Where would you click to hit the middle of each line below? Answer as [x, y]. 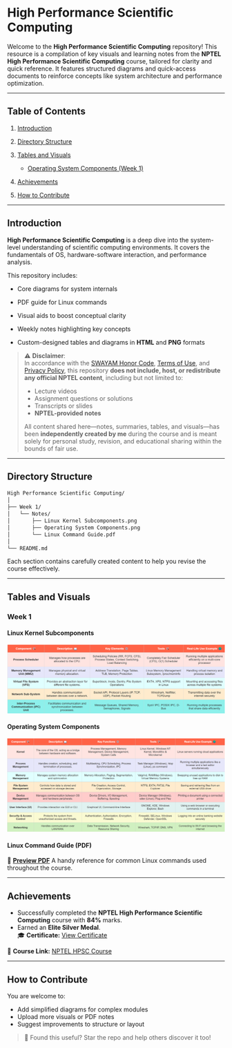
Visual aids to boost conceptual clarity [71, 315]
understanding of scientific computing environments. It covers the [116, 247]
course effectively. [33, 569]
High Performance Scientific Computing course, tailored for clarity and [110, 61]
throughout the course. [40, 868]
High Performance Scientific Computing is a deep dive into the [98, 240]
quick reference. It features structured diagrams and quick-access [101, 68]
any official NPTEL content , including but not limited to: [104, 377]
